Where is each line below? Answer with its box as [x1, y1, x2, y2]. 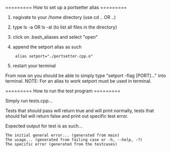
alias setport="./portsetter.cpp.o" [15, 54, 93, 59]
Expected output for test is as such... [5, 123, 83, 129]
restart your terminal [12, 63, 56, 68]
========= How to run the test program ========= [5, 88, 121, 94]
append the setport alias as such [12, 44, 82, 50]
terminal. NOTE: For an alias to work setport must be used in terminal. [5, 78, 152, 84]
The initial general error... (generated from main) [5, 133, 120, 138]
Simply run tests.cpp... [5, 98, 53, 104]
